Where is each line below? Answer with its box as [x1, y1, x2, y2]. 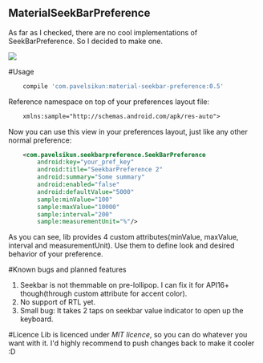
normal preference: [8, 135, 72, 145]
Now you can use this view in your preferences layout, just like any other [8, 127, 249, 136]
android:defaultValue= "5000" [37, 188, 135, 196]
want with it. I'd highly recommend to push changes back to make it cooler [8, 338, 255, 348]
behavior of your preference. [8, 249, 103, 259]
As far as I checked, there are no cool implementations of [8, 27, 198, 37]
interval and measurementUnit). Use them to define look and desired [8, 240, 235, 251]
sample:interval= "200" [37, 210, 113, 219]
